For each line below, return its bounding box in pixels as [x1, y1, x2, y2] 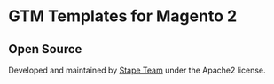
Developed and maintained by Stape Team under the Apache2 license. [8, 65, 267, 75]
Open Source [8, 42, 82, 57]
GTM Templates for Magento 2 [8, 6, 238, 27]
